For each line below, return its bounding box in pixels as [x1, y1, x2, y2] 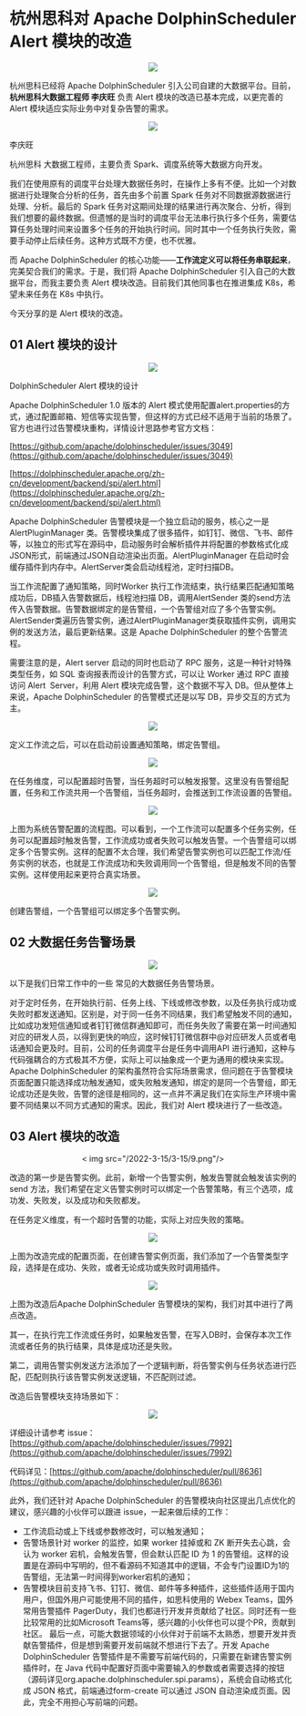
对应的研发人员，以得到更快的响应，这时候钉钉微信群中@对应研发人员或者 [9, 1031, 289, 1042]
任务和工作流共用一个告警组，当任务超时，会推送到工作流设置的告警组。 [25, 786, 297, 797]
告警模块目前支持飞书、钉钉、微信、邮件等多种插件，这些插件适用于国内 [22, 1583, 294, 1594]
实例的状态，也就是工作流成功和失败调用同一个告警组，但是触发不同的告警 [16, 858, 297, 868]
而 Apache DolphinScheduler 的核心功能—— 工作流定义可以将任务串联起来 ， [9, 254, 296, 265]
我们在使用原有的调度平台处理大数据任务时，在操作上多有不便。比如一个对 [9, 178, 289, 189]
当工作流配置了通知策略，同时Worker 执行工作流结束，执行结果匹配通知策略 [9, 581, 294, 591]
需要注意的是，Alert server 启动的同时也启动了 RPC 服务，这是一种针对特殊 [9, 657, 292, 668]
